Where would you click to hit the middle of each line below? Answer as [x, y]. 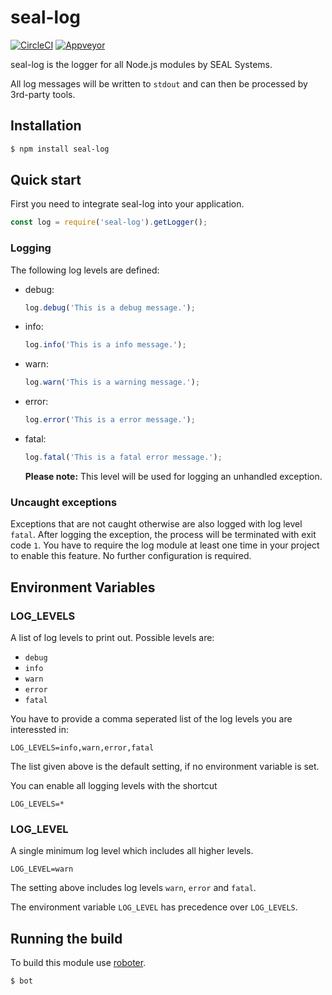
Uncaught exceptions [64, 502]
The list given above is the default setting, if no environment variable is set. [165, 766]
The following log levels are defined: [85, 270]
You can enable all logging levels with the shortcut [114, 785]
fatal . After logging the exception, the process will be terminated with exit [163, 535]
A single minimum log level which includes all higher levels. [132, 851]
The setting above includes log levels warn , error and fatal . [133, 888]
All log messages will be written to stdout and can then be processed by [159, 83]
